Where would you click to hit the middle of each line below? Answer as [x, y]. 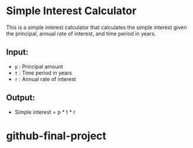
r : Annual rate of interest [45, 79]
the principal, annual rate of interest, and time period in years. [81, 33]
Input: [17, 52]
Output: [21, 98]
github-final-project [56, 136]
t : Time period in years [43, 73]
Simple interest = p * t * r [45, 112]
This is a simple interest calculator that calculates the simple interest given [97, 27]
